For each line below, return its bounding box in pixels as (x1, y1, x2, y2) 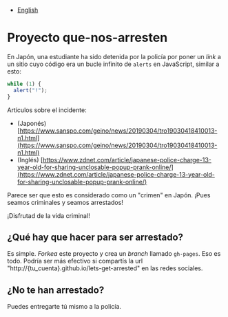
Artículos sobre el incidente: (7, 106, 87, 114)
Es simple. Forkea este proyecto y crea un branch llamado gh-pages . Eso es (7, 250, 221, 258)
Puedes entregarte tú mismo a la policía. (7, 303, 122, 311)
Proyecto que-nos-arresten (7, 30, 168, 45)
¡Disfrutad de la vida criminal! (7, 211, 91, 219)
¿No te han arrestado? (7, 284, 105, 296)
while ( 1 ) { (7, 80, 41, 87)
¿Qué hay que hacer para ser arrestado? (7, 231, 184, 243)
